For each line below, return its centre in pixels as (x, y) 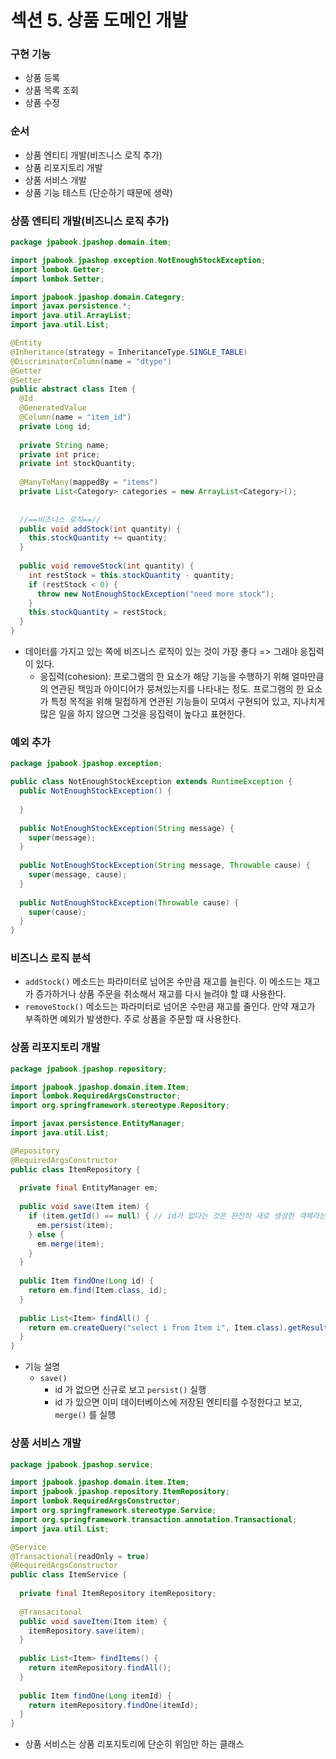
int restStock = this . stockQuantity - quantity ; (131, 575)
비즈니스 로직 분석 (51, 958)
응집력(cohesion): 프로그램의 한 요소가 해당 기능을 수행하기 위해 (164, 677)
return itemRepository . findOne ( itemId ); (113, 1705)
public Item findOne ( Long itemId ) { (95, 1696)
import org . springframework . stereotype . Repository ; (120, 1106)
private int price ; (60, 454)
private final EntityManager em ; (89, 1188)
